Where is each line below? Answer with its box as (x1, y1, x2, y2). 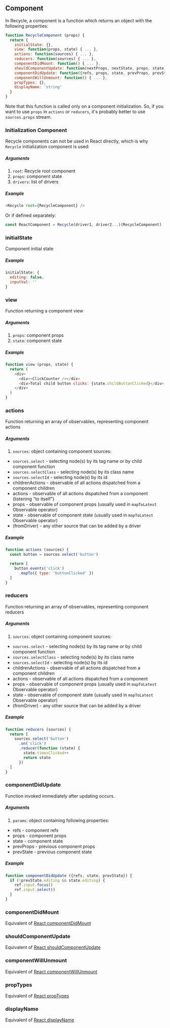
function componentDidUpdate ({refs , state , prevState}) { (5, 873, 133, 878)
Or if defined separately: (5, 213, 56, 219)
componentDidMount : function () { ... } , (14, 61, 101, 66)
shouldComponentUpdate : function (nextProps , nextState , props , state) (14, 65, 166, 71)
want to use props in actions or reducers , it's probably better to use (5, 109, 146, 115)
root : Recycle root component (12, 168, 76, 174)
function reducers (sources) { (5, 727, 71, 732)
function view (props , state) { (5, 362, 73, 367)
